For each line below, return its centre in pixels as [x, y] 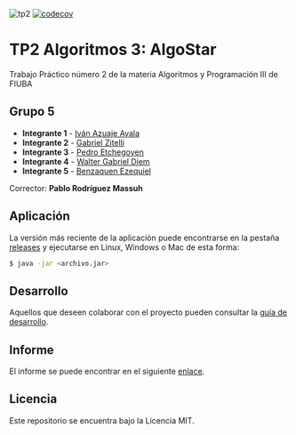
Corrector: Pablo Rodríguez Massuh [76, 188]
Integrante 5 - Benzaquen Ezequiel [86, 171]
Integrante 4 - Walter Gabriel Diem [86, 161]
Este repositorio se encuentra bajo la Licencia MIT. [102, 420]
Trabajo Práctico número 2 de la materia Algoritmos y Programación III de [144, 74]
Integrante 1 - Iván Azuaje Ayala [81, 133]
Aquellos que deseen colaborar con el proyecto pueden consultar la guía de [148, 312]
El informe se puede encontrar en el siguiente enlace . [107, 371]
